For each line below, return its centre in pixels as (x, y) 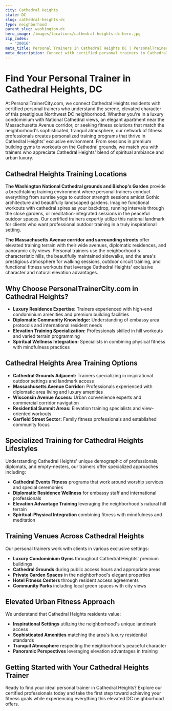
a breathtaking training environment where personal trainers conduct (78, 192)
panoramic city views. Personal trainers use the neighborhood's (73, 251)
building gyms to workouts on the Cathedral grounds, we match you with (82, 147)
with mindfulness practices (41, 347)
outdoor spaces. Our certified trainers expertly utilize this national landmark (85, 219)
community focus (31, 424)
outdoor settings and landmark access (53, 381)
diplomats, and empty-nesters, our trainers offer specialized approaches (82, 466)
